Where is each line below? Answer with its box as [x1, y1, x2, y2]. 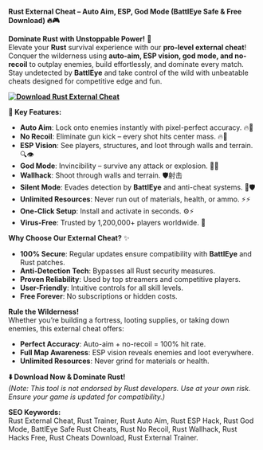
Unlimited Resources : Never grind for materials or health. [19, 356, 210, 366]
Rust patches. [19, 258, 65, 267]
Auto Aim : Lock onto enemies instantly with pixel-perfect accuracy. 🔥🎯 [19, 123, 253, 132]
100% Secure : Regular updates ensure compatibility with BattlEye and [19, 249, 253, 258]
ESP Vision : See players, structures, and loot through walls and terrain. [19, 141, 253, 150]
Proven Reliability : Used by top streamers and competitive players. [19, 275, 241, 284]
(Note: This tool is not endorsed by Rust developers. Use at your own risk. [8, 384, 251, 393]
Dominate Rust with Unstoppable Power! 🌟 [8, 34, 152, 43]
